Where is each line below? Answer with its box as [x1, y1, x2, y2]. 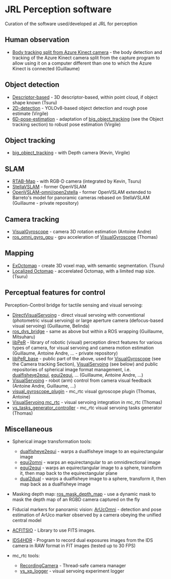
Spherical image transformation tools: [12, 438, 92, 445]
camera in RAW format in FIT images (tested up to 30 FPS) [12, 543, 136, 549]
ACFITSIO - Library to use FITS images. [12, 527, 96, 533]
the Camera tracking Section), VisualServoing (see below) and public [12, 361, 158, 367]
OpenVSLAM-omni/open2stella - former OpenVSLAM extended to [12, 189, 152, 196]
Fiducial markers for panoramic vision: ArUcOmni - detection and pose [12, 507, 162, 513]
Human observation [5, 35, 70, 44]
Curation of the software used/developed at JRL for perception [5, 21, 138, 27]
